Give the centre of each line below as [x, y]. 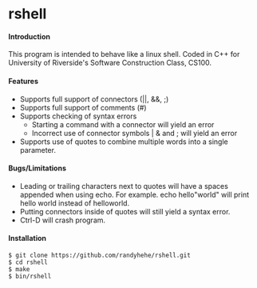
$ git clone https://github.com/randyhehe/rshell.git [100, 255]
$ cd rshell [28, 262]
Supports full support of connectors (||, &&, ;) [94, 99]
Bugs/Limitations [37, 168]
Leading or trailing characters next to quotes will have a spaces [124, 186]
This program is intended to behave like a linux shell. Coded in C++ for [124, 54]
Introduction [29, 36]
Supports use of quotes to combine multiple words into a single [124, 142]
